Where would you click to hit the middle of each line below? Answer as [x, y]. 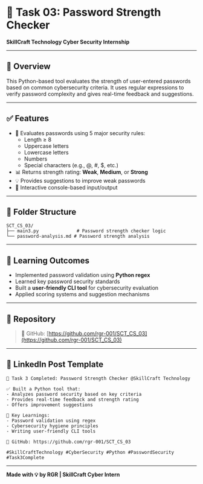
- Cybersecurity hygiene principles [52, 426]
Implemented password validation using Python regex [82, 275]
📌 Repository [31, 319]
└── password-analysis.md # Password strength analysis [78, 237]
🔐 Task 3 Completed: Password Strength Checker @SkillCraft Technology [98, 378]
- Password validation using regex [51, 421]
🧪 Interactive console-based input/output [66, 187]
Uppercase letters [47, 146]
